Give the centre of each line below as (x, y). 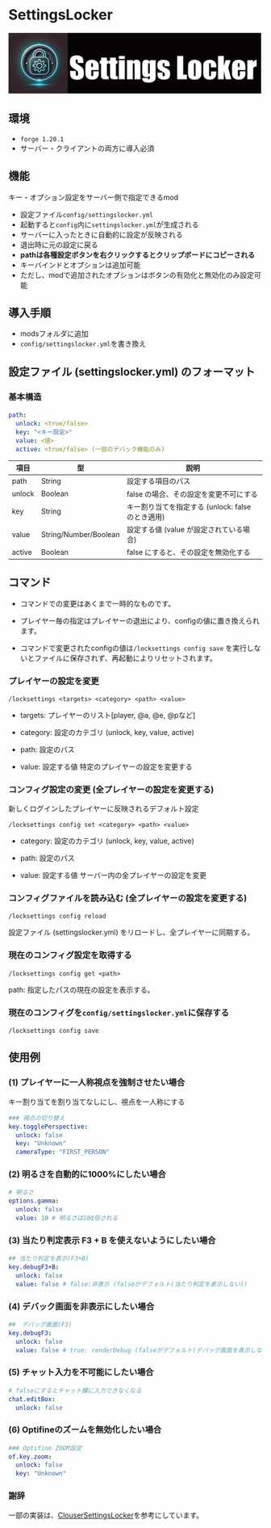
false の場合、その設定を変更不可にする (192, 493)
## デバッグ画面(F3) (40, 1325)
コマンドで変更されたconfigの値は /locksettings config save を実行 (133, 648)
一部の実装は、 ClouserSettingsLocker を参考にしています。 (106, 1515)
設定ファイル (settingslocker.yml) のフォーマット (132, 372)
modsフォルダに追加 (54, 334)
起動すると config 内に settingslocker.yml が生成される (109, 225)
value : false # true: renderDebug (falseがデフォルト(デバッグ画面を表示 (133, 1350)
